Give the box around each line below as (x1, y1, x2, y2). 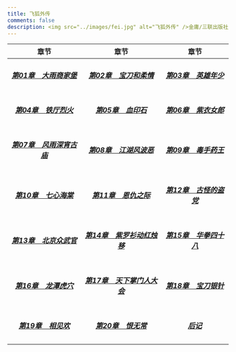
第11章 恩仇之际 (91, 190, 151, 200)
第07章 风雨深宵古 (11, 140, 77, 150)
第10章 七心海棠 (15, 190, 74, 200)
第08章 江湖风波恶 (88, 145, 155, 155)
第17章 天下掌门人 (84, 275, 151, 285)
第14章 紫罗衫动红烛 (84, 230, 158, 240)
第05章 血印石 (95, 105, 147, 115)
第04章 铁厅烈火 (15, 105, 74, 115)
